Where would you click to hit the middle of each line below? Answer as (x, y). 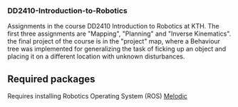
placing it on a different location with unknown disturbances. (96, 56)
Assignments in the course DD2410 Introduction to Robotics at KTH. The (113, 26)
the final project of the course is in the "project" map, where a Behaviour (114, 41)
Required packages (51, 79)
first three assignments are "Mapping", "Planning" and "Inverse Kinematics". (119, 34)
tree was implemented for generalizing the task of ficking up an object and (117, 49)
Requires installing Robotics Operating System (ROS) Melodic (97, 96)
